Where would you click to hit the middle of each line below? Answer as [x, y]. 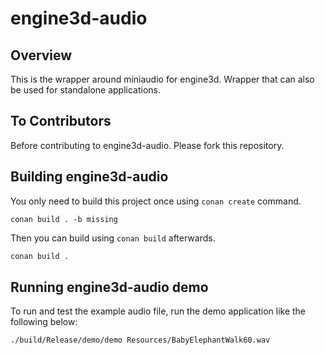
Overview [41, 55]
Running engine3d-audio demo [109, 287]
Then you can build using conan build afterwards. [113, 238]
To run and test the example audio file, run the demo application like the [158, 311]
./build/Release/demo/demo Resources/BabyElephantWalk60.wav [140, 340]
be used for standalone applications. [85, 90]
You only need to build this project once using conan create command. [156, 201]
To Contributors [61, 121]
